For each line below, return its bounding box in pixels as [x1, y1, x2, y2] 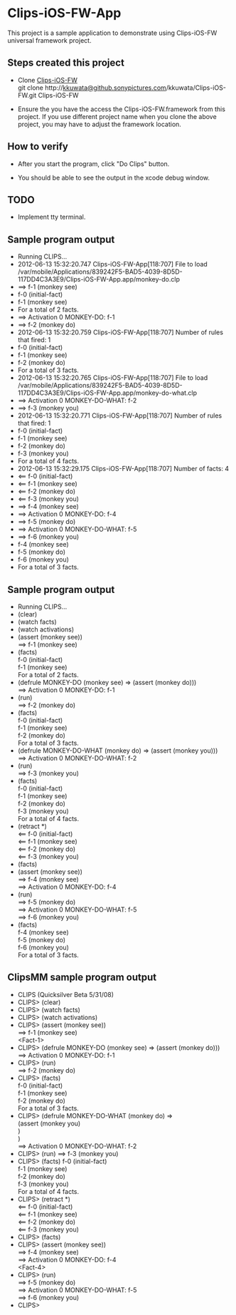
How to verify [7, 140, 69, 153]
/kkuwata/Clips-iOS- [166, 83, 226, 92]
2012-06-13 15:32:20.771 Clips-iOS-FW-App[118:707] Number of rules [17, 411, 222, 420]
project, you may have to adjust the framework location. [17, 120, 181, 128]
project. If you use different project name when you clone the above [17, 112, 217, 120]
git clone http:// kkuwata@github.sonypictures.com [17, 83, 167, 92]
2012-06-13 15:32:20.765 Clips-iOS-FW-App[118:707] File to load [17, 373, 208, 382]
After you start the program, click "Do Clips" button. [17, 159, 170, 168]
